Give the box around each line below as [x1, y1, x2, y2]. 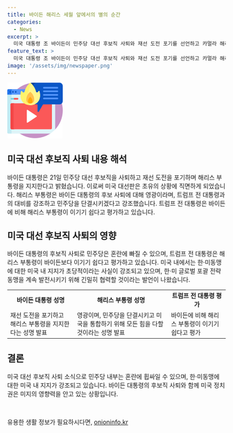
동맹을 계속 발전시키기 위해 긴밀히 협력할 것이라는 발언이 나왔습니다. [7, 276, 191, 284]
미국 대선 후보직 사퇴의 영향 [7, 229, 116, 242]
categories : [7, 18, 42, 26]
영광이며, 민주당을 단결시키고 [76, 311, 155, 319]
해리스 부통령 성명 [96, 296, 146, 304]
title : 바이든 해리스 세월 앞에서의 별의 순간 [7, 11, 121, 18]
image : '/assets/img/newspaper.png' [7, 62, 113, 69]
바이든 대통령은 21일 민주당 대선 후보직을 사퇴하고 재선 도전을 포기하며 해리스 [7, 173, 215, 182]
